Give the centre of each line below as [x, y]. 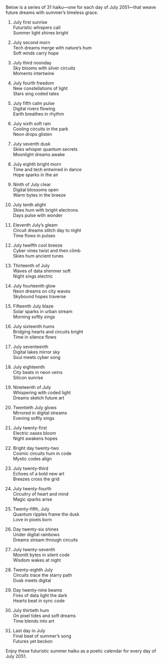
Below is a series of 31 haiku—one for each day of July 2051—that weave [81, 7]
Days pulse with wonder [38, 215]
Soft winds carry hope [36, 53]
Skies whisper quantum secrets [45, 149]
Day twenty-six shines [36, 529]
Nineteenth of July [32, 387]
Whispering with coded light [42, 392]
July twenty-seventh [34, 549]
